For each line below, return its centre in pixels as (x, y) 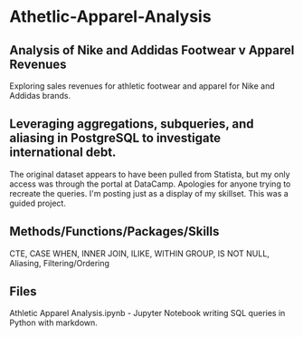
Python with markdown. (53, 323)
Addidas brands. (40, 96)
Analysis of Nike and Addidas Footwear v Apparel (152, 50)
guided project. (38, 203)
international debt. (63, 153)
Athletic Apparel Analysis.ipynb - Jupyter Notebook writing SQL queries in (147, 313)
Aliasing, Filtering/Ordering (60, 263)
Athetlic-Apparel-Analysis (110, 17)
